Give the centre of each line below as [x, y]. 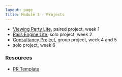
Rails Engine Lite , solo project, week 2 [52, 34]
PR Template [26, 69]
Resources [19, 58]
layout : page [19, 10]
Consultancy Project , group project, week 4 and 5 [65, 40]
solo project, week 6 [34, 45]
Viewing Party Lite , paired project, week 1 [56, 29]
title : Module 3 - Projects [35, 15]
